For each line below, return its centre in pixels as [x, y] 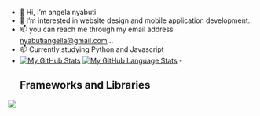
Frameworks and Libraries [85, 85]
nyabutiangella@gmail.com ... [66, 40]
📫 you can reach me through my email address [97, 29]
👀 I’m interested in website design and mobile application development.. [136, 20]
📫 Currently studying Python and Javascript [92, 49]
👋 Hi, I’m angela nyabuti [58, 12]
